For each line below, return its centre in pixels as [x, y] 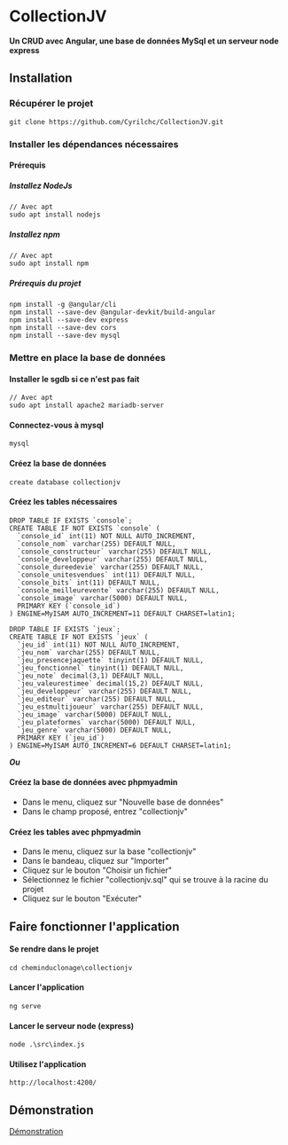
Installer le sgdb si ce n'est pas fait [74, 379]
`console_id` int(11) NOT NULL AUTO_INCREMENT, [107, 536]
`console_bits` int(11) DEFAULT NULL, [89, 583]
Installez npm [35, 234]
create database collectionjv [65, 482]
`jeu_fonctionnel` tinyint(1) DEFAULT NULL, [101, 668]
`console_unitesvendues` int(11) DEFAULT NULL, [107, 575]
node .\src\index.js [47, 1045]
